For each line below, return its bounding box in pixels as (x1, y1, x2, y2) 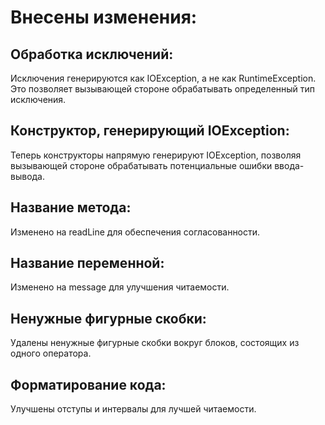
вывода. (10, 170, 46, 182)
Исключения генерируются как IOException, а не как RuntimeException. (10, 72, 317, 84)
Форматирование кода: (10, 376, 167, 393)
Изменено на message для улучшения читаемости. (10, 281, 230, 293)
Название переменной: (10, 255, 165, 272)
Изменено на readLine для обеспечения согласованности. (10, 226, 261, 238)
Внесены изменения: (10, 6, 198, 29)
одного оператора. (10, 347, 92, 360)
